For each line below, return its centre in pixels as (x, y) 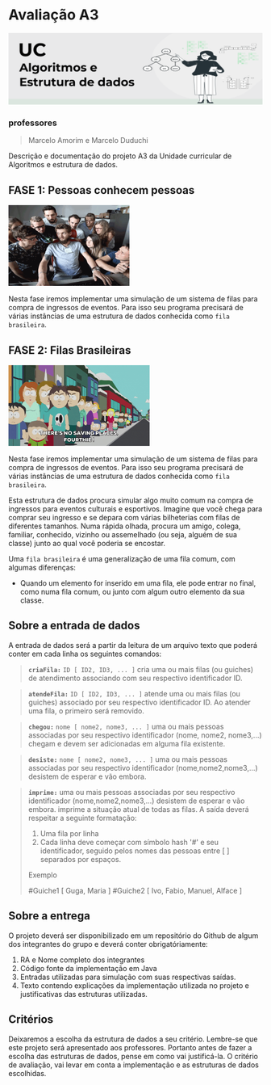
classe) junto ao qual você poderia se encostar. (87, 544)
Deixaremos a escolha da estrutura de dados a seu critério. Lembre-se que (133, 1039)
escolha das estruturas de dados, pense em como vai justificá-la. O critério (133, 1056)
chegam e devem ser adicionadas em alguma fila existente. (127, 743)
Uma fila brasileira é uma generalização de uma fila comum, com (122, 559)
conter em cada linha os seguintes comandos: (85, 654)
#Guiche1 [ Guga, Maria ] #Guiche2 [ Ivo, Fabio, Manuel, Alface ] (135, 890)
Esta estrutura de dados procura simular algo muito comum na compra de (131, 500)
